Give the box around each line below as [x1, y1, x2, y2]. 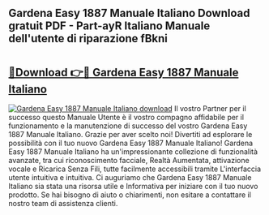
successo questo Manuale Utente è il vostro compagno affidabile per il [8, 113, 245, 122]
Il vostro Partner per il [173, 104, 247, 113]
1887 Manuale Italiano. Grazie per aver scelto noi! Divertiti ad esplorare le [8, 130, 253, 139]
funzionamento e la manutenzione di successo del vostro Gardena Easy [8, 121, 248, 131]
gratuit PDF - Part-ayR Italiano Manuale [8, 19, 211, 33]
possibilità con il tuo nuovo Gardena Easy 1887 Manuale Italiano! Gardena [8, 138, 254, 148]
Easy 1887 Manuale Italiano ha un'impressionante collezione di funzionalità [8, 147, 258, 157]
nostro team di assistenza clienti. [8, 199, 118, 208]
